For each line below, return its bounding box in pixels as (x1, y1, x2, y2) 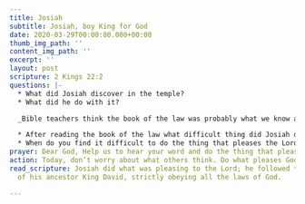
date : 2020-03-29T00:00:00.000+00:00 (9, 30, 152, 39)
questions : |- (9, 81, 64, 90)
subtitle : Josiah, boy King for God (9, 22, 148, 31)
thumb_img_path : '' (9, 38, 84, 48)
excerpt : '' (9, 55, 54, 64)
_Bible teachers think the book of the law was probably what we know (17, 114, 290, 123)
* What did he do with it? (17, 97, 120, 107)
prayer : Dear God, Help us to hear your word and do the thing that (9, 147, 274, 157)
